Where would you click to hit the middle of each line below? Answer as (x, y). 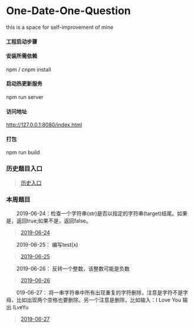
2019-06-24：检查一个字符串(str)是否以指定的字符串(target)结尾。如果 (102, 213)
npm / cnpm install (29, 69)
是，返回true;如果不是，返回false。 (49, 221)
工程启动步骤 (22, 41)
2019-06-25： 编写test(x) (47, 244)
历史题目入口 (24, 169)
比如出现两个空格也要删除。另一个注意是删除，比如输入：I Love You (99, 300)
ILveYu (21, 307)
